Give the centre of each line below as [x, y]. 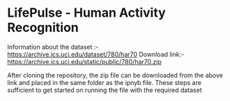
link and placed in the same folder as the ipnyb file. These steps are [105, 82]
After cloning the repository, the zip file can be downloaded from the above [115, 75]
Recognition [43, 28]
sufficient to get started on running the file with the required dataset [105, 90]
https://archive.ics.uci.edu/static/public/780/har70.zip [84, 61]
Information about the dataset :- [53, 47]
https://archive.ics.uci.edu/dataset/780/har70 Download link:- [96, 54]
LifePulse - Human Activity [86, 13]
